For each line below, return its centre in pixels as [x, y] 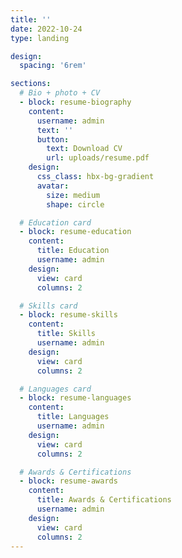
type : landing [40, 38]
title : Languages [73, 417]
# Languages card [55, 389]
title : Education [73, 251]
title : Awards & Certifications [104, 500]
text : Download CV [84, 149]
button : [53, 139]
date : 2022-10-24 [46, 29]
